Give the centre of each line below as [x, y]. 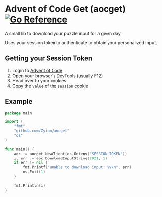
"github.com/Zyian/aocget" [42, 131]
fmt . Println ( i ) [30, 185]
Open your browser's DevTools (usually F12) [57, 76]
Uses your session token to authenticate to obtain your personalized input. [81, 42]
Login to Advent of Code [37, 70]
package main [19, 113]
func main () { [20, 149]
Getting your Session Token [49, 59]
